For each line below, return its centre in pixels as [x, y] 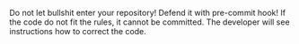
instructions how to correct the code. [78, 31]
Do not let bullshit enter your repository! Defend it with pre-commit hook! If [147, 13]
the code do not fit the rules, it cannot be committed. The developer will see [149, 22]
